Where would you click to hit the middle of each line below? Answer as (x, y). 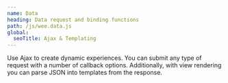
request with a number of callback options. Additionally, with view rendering (114, 65)
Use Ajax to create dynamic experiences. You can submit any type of (104, 58)
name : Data (23, 13)
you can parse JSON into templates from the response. (85, 73)
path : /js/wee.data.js (39, 26)
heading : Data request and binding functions (73, 20)
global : (18, 32)
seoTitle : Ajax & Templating (55, 39)
